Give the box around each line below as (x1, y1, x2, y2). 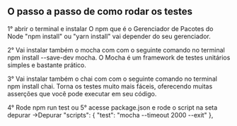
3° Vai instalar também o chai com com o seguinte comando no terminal (7, 74, 218, 83)
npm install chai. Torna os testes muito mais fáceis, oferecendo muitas (7, 81, 213, 91)
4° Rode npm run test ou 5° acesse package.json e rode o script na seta (7, 103, 218, 112)
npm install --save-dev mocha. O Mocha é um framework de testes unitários (7, 53, 231, 62)
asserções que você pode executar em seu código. (7, 89, 157, 98)
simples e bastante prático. (7, 60, 86, 69)
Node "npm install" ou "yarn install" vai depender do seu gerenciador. (7, 32, 211, 40)
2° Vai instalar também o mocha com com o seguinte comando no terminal (7, 45, 225, 54)
